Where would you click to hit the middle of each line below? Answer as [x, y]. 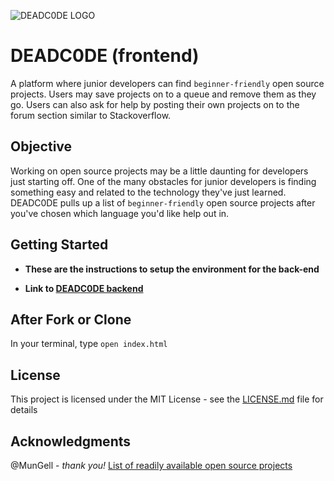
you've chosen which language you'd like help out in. [120, 213]
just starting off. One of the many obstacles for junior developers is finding [163, 181]
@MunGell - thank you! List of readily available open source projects [151, 465]
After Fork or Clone [71, 319]
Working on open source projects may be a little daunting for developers [159, 171]
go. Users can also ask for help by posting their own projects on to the [155, 104]
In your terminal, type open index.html [89, 344]
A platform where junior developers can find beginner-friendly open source [167, 83]
